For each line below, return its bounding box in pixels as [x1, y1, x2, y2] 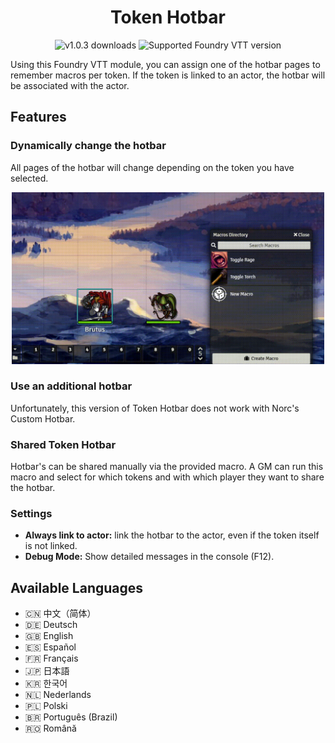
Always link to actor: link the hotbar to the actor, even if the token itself [24, 529, 320, 541]
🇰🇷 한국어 [24, 677, 68, 690]
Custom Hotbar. [10, 412, 76, 425]
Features [10, 109, 67, 126]
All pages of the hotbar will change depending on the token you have [10, 161, 295, 173]
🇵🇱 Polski [24, 700, 68, 712]
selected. [10, 172, 49, 184]
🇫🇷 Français [24, 652, 79, 665]
